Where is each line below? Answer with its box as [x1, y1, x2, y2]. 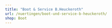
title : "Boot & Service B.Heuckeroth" [5, 7, 83, 12]
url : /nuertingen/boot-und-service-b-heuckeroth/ [5, 11, 108, 16]
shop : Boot [5, 16, 27, 20]
